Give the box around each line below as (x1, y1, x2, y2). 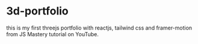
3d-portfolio (6, 4, 69, 18)
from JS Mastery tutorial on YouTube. (6, 30, 99, 37)
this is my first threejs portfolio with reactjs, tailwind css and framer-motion (6, 24, 193, 31)
